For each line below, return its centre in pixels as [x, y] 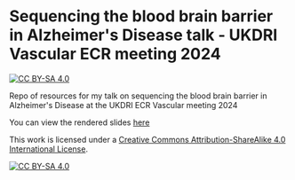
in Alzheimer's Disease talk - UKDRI [144, 35]
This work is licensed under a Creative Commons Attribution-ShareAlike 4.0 [147, 139]
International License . [49, 149]
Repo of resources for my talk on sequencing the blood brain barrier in [138, 96]
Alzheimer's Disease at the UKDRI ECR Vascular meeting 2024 [124, 105]
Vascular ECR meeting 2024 [115, 54]
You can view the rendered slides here [80, 122]
